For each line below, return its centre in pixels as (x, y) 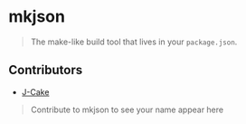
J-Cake (35, 91)
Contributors (46, 70)
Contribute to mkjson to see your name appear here (127, 110)
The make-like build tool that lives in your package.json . (134, 42)
